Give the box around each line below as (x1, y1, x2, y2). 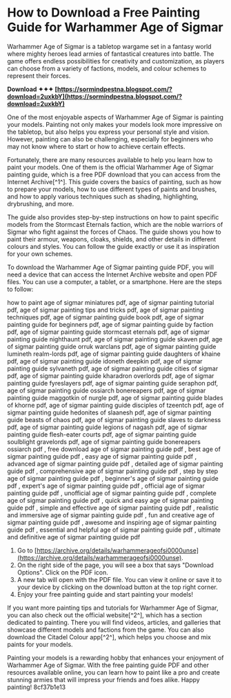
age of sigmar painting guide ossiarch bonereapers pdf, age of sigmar (7, 386, 206, 395)
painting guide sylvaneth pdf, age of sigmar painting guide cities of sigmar (7, 364, 219, 372)
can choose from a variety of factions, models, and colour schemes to (7, 64, 207, 72)
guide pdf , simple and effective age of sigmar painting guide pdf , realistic (7, 503, 219, 512)
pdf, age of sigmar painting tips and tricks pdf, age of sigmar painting (7, 306, 204, 314)
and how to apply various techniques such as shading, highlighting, (7, 192, 199, 201)
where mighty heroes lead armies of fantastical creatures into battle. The (7, 50, 214, 58)
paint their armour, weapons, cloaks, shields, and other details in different (7, 235, 217, 243)
